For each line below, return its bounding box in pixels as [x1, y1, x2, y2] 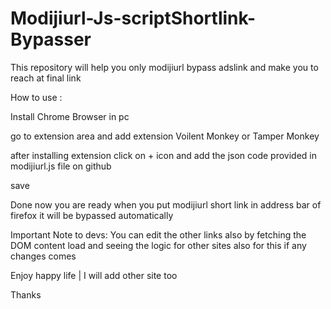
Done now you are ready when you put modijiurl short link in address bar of [10, 198, 322, 211]
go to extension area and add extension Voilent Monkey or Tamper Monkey [10, 130, 320, 142]
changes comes [10, 250, 77, 262]
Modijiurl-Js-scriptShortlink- [10, 7, 257, 30]
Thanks [10, 288, 42, 301]
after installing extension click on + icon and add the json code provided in [10, 149, 318, 161]
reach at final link [10, 72, 82, 84]
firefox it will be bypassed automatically [10, 209, 174, 221]
